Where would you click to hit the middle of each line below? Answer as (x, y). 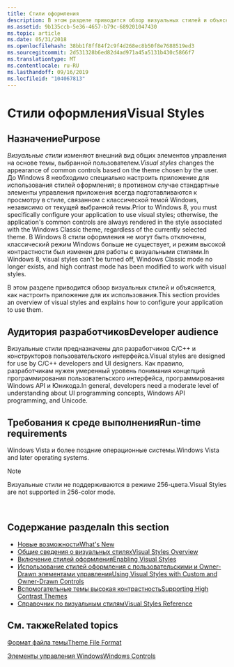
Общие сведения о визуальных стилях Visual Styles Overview (108, 551)
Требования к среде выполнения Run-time (104, 422)
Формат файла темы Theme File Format (64, 642)
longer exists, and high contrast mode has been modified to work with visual (117, 267)
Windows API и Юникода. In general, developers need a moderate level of (113, 386)
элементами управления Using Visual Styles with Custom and (128, 574)
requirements (37, 433)
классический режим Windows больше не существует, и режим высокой (117, 244)
